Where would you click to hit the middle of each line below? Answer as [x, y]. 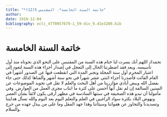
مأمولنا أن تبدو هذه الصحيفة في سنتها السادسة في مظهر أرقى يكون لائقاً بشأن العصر [83, 93]
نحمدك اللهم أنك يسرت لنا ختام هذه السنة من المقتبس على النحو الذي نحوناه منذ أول [83, 62]
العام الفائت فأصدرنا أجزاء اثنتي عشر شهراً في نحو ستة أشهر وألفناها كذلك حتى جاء [82, 78]
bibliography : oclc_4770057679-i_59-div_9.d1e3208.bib [64, 24]
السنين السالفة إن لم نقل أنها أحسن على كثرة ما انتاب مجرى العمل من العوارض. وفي [84, 88]
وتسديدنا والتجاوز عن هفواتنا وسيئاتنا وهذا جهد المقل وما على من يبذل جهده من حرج [83, 104]
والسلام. [13, 109]
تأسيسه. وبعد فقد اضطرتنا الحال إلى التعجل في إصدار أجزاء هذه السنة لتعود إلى [79, 67]
